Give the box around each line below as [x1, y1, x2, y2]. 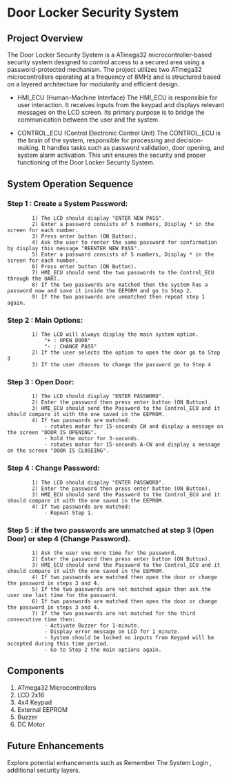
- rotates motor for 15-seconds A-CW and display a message [43, 441, 221, 449]
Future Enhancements [7, 740, 105, 752]
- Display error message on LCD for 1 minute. [43, 628, 181, 635]
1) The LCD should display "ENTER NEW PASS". [32, 214, 165, 222]
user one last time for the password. [7, 592, 119, 599]
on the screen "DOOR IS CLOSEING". [7, 447, 110, 454]
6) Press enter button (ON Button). [32, 263, 137, 270]
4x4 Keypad [17, 698, 52, 706]
